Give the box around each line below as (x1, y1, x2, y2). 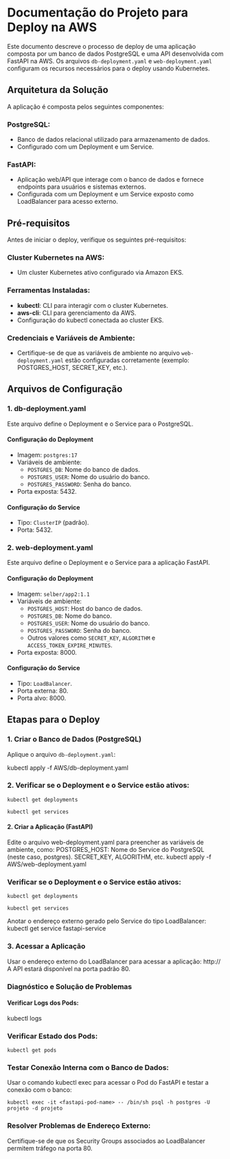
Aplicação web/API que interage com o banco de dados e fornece (16, 176, 204, 184)
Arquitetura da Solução (7, 84, 108, 96)
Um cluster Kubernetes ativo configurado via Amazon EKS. (16, 269, 184, 277)
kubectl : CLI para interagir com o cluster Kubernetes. (16, 301, 168, 309)
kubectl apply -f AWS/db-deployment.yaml (7, 763, 129, 772)
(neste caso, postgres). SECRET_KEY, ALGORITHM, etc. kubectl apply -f (7, 853, 211, 862)
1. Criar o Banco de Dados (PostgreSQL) (7, 735, 142, 744)
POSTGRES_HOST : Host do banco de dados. (27, 604, 143, 612)
